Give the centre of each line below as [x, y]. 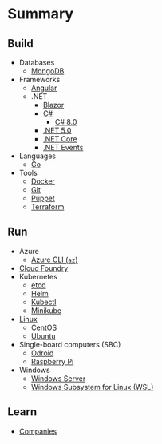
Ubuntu [43, 335]
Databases [37, 62]
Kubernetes [38, 276]
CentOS [44, 327]
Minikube [46, 310]
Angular [44, 88]
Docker [43, 181]
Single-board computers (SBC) [70, 344]
